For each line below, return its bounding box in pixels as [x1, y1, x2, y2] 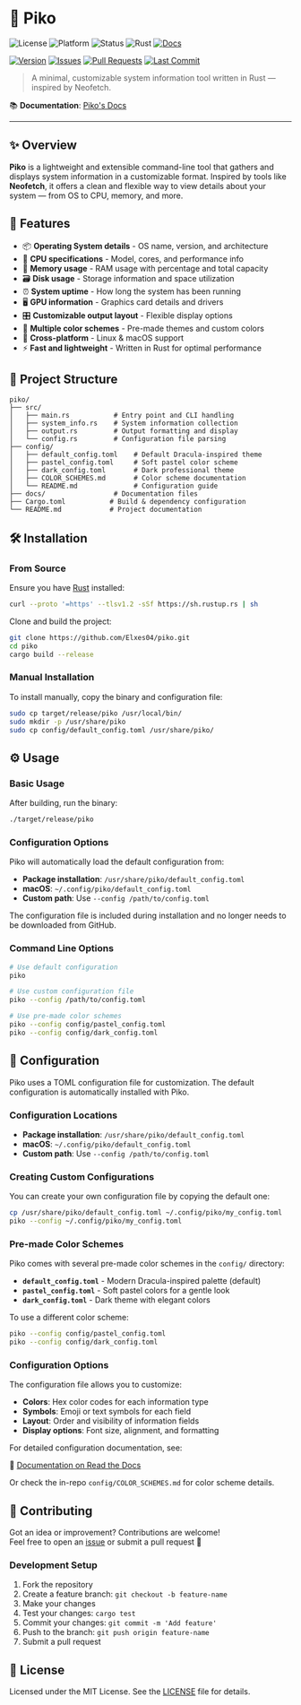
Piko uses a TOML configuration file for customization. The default [9, 1077, 254, 1087]
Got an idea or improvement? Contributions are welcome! [9, 1528, 221, 1538]
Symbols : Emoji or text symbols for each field [21, 1406, 191, 1417]
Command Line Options [9, 942, 115, 955]
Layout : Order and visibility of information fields [21, 1415, 200, 1426]
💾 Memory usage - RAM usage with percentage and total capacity [21, 263, 269, 273]
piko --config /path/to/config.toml [9, 995, 146, 1005]
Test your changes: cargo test [21, 1608, 136, 1619]
